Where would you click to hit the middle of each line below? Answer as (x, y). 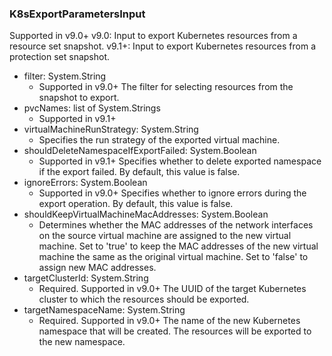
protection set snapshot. (60, 57)
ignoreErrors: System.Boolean (85, 183)
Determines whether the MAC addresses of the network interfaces (176, 225)
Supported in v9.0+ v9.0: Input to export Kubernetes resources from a (153, 36)
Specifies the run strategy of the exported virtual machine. (159, 140)
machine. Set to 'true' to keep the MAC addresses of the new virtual (178, 246)
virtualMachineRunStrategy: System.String (111, 129)
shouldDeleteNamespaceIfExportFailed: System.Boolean (140, 151)
